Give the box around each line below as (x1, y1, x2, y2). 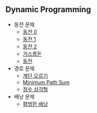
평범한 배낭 (22, 100, 48, 107)
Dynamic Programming (5, 5, 91, 15)
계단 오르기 (22, 72, 48, 79)
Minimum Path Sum (22, 78, 70, 85)
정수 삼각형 (22, 85, 48, 93)
